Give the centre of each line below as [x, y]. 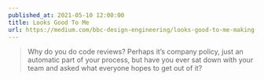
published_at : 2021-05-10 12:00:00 [66, 15]
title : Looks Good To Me [49, 23]
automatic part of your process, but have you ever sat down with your [140, 60]
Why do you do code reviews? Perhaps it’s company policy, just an [135, 52]
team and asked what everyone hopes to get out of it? [115, 68]
